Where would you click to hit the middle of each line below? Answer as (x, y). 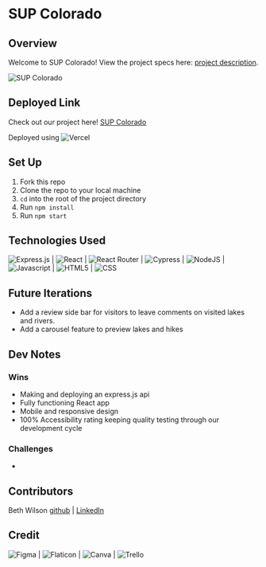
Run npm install (47, 207)
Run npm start (43, 215)
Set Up (25, 163)
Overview (33, 43)
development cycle (51, 428)
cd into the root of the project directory (83, 198)
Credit (24, 536)
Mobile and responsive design (69, 411)
